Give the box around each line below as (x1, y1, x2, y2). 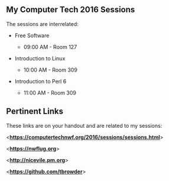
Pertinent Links (6, 106, 64, 117)
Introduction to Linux (14, 54, 66, 62)
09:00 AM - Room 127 (23, 43, 77, 50)
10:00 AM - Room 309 (23, 66, 78, 73)
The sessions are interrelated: (6, 20, 79, 27)
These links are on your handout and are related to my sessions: (6, 122, 162, 129)
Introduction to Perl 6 (14, 77, 67, 85)
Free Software (14, 32, 50, 39)
